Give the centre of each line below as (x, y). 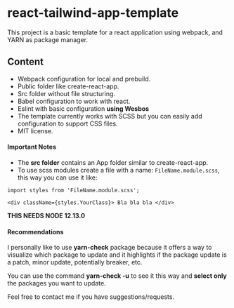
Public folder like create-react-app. (68, 86)
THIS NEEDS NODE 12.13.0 (46, 215)
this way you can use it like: (57, 178)
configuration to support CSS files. (67, 123)
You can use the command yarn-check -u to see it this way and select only (117, 276)
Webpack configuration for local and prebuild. (84, 79)
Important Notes (32, 147)
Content (26, 62)
